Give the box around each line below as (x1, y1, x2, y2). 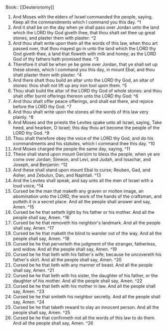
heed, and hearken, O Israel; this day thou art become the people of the (12, 125, 160, 131)
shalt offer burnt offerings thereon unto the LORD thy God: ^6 (12, 93, 139, 99)
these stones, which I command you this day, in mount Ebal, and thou (12, 67, 156, 73)
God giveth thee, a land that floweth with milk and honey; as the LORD (12, 51, 157, 57)
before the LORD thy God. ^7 (12, 104, 72, 109)
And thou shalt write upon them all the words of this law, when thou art (12, 40, 158, 46)
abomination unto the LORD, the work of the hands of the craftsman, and (12, 193, 162, 199)
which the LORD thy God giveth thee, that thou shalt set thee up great (12, 30, 156, 35)
